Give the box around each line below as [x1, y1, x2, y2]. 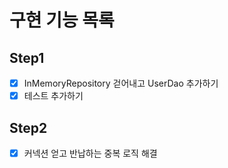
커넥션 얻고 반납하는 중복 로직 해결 [23, 147, 158, 159]
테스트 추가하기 [23, 90, 84, 102]
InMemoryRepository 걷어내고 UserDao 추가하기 [23, 77, 219, 89]
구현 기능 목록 [9, 9, 115, 32]
